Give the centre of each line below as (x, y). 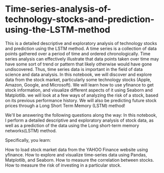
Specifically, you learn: (28, 140)
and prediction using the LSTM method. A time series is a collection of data (81, 48)
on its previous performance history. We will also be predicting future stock (81, 100)
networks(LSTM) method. (31, 130)
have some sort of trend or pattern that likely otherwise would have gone (79, 64)
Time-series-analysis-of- (58, 9)
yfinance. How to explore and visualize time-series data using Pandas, (76, 154)
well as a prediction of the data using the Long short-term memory (72, 125)
